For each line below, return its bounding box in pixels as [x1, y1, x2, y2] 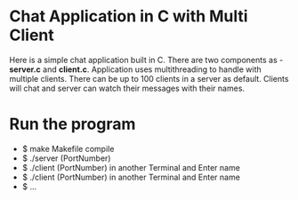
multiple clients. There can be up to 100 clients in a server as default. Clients [9, 73, 289, 84]
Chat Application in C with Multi [9, 6, 248, 27]
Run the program [9, 114, 136, 134]
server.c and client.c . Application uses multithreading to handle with [9, 64, 262, 75]
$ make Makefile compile [21, 143, 115, 154]
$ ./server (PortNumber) [21, 153, 111, 164]
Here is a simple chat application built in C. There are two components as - [9, 54, 284, 65]
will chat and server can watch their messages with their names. [9, 83, 246, 93]
